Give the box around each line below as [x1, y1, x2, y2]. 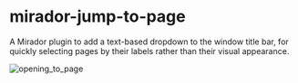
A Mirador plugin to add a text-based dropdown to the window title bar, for [9, 36, 289, 47]
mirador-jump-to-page [9, 6, 186, 27]
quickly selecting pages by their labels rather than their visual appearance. [9, 45, 290, 56]
